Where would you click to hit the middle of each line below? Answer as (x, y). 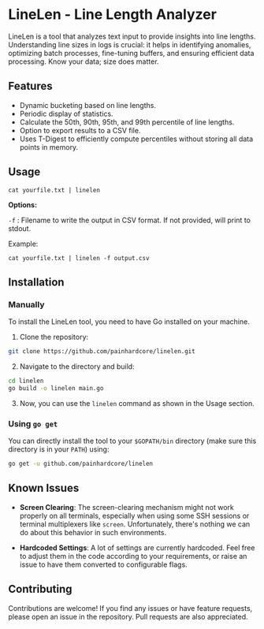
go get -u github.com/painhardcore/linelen (81, 464)
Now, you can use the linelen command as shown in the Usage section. (137, 403)
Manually (26, 304)
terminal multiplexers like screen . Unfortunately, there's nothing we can (135, 524)
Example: (23, 244)
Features (30, 86)
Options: (23, 205)
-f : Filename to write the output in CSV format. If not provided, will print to (129, 220)
